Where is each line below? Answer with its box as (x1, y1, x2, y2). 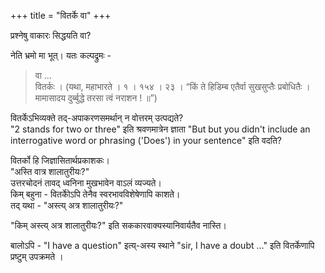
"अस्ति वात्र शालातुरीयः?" (10, 166, 90, 177)
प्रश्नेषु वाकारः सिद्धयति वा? (10, 30, 92, 41)
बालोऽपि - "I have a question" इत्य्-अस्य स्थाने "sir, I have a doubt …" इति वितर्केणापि (10, 240, 315, 251)
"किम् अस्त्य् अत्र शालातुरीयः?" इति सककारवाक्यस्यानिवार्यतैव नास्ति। (10, 220, 227, 231)
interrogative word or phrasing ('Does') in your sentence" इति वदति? (10, 135, 282, 146)
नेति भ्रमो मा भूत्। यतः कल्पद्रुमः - (10, 50, 112, 61)
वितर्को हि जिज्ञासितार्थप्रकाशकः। (10, 155, 110, 166)
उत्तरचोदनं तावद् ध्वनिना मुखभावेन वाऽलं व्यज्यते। (10, 177, 162, 189)
